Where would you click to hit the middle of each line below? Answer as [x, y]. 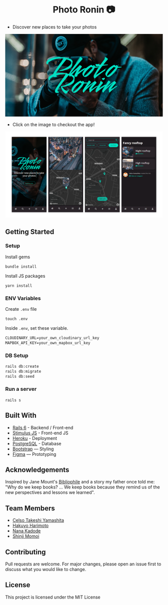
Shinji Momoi [26, 536]
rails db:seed [20, 377]
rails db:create [22, 367]
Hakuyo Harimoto [30, 525]
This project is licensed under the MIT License [53, 597]
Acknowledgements [37, 470]
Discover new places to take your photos [54, 27]
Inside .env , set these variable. [37, 328]
